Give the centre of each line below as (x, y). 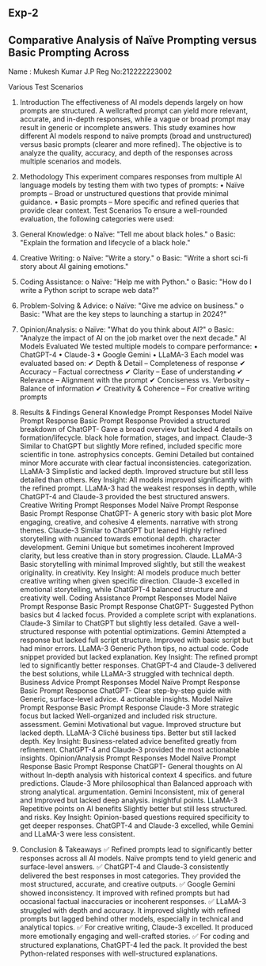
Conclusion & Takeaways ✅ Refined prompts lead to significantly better (136, 849)
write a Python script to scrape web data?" (89, 291)
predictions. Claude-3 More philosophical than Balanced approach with (136, 783)
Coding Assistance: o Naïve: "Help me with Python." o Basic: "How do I (135, 282)
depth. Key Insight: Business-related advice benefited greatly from (128, 741)
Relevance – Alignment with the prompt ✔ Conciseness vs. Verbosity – (135, 380)
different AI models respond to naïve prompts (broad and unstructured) (135, 136)
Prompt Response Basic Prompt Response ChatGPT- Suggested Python (137, 606)
